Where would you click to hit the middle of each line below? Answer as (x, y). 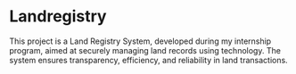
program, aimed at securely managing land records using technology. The (145, 50)
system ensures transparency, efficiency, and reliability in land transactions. (148, 60)
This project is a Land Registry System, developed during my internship (140, 41)
